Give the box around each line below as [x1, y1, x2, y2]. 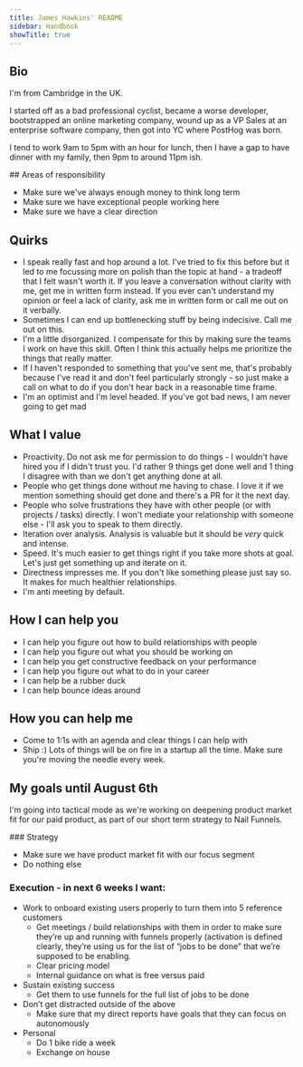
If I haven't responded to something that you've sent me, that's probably [22, 363, 292, 373]
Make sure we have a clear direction [22, 206, 158, 218]
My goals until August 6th [9, 781, 158, 796]
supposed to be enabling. [35, 950, 131, 961]
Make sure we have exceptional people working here [22, 197, 220, 208]
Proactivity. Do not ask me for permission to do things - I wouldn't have [22, 451, 289, 462]
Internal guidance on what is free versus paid [35, 969, 205, 980]
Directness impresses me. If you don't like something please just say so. [22, 567, 292, 577]
